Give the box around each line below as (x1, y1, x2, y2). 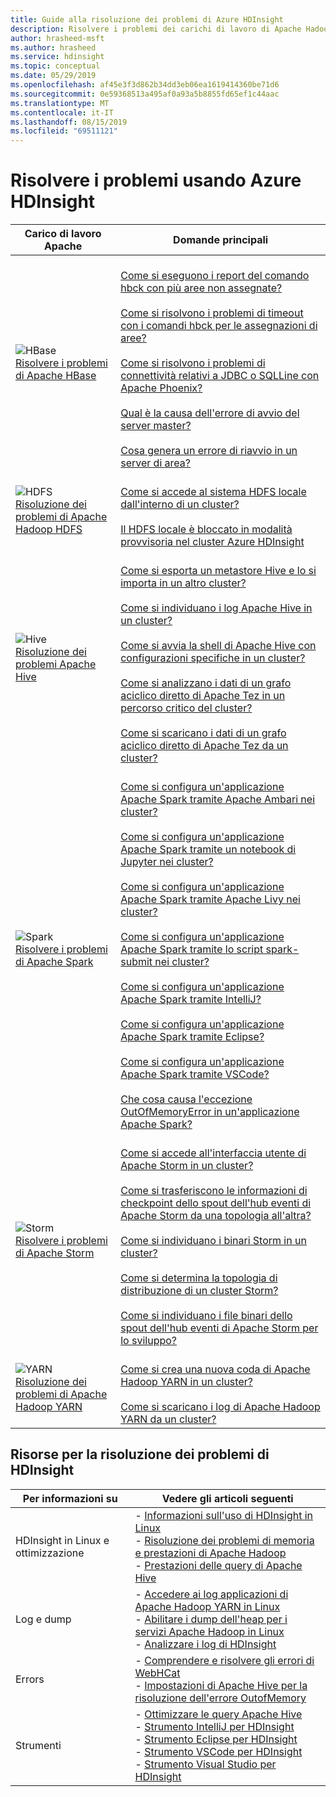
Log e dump (15, 1612, 72, 1626)
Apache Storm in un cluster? (120, 1159, 254, 1173)
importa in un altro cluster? (120, 576, 247, 590)
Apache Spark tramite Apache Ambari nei (120, 792, 316, 806)
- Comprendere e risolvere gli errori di (134, 1653, 315, 1667)
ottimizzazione (15, 1546, 85, 1560)
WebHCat (134, 1666, 181, 1680)
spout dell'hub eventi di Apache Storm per (120, 1321, 319, 1335)
